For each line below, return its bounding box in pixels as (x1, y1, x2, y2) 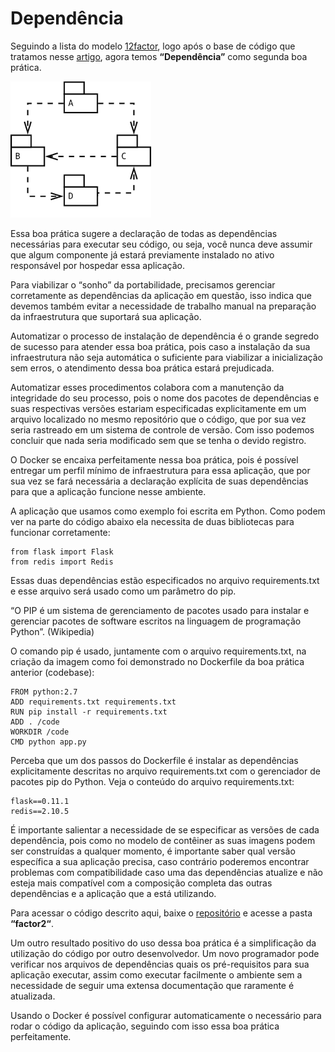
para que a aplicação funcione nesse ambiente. (10, 485, 207, 497)
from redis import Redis (10, 557, 114, 567)
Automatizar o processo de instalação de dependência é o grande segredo (10, 330, 320, 342)
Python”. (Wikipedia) (10, 625, 95, 637)
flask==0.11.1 (10, 796, 70, 806)
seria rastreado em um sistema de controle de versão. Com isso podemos (10, 423, 315, 436)
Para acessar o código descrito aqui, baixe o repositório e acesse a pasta (10, 907, 313, 919)
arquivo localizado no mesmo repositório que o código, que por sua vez (10, 413, 307, 425)
